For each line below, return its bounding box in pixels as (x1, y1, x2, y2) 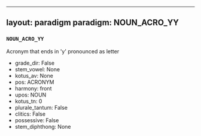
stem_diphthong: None (14, 123, 71, 130)
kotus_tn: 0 (14, 97, 42, 105)
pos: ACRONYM (14, 78, 54, 86)
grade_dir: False (14, 59, 55, 67)
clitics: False (14, 110, 46, 117)
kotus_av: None (14, 72, 54, 79)
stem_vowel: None (14, 65, 60, 72)
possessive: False (14, 116, 59, 123)
